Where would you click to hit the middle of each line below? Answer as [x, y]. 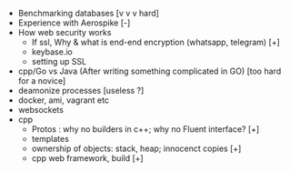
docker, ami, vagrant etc [63, 100]
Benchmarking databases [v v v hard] [88, 13]
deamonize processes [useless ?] [81, 91]
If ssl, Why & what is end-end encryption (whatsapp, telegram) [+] [155, 42]
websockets [40, 110]
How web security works [65, 32]
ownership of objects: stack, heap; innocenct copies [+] [136, 148]
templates [50, 139]
